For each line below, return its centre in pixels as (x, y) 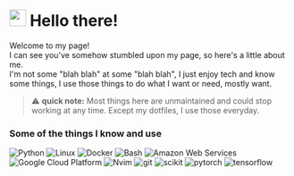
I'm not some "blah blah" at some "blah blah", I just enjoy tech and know (142, 74)
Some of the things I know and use (86, 133)
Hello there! (74, 21)
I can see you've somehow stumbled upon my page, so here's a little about (147, 54)
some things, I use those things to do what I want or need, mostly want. (141, 83)
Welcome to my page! (50, 46)
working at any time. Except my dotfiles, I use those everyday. (145, 110)
